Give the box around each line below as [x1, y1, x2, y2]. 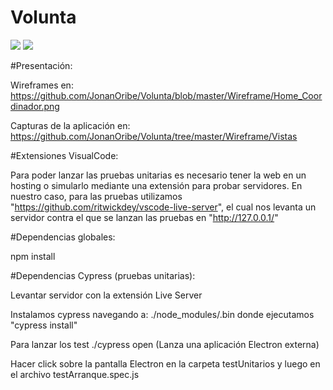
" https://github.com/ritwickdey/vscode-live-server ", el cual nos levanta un [10, 201, 317, 213]
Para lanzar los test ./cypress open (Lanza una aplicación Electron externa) [10, 338, 320, 350]
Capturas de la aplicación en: [10, 119, 131, 131]
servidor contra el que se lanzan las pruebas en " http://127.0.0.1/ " [10, 211, 279, 223]
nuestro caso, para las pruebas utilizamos [10, 190, 183, 202]
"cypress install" [10, 319, 78, 331]
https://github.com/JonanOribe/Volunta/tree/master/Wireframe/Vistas [10, 130, 298, 142]
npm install [10, 250, 56, 262]
